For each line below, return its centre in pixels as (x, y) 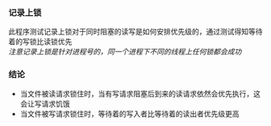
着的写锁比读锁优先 (40, 42)
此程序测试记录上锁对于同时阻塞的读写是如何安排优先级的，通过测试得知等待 (135, 32)
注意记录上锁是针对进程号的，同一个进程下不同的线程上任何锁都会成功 (125, 52)
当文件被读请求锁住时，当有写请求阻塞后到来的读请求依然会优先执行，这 (140, 93)
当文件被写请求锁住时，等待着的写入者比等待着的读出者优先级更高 (129, 113)
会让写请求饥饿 (45, 104)
